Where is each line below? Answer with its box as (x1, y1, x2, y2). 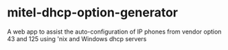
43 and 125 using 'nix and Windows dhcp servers (7, 34, 147, 42)
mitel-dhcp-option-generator (7, 5, 179, 21)
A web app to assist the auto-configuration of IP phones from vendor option (7, 27, 222, 36)
